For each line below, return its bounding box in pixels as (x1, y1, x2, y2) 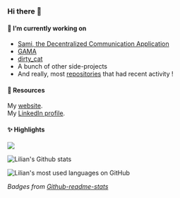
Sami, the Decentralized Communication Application (17, 40, 169, 48)
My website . (7, 102, 43, 110)
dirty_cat (17, 54, 43, 63)
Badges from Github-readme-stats (7, 182, 109, 190)
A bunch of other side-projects (17, 62, 108, 71)
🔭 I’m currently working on (7, 24, 87, 33)
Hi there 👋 (7, 6, 42, 16)
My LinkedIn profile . (7, 109, 66, 117)
